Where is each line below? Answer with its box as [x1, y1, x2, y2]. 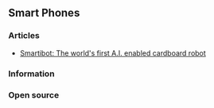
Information [8, 67, 55, 79]
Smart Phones [8, 6, 80, 20]
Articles [8, 30, 40, 41]
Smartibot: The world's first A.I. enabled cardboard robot [19, 48, 207, 58]
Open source [8, 89, 60, 100]
